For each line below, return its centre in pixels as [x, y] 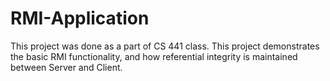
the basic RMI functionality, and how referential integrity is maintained [154, 56]
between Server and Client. [66, 67]
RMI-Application [80, 18]
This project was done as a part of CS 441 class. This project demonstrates [165, 46]
